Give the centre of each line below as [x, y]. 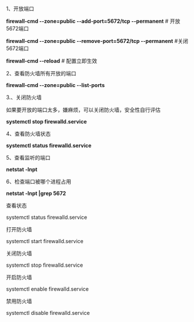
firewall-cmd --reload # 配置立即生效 [52, 61]
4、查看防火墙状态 [29, 134]
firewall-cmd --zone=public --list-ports [55, 85]
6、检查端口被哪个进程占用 [39, 182]
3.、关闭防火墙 [24, 97]
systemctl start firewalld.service [45, 241]
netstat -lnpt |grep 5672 [36, 193]
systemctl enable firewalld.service [48, 289]
